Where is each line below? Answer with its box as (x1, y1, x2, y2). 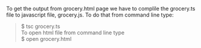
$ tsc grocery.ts (20, 23, 61, 30)
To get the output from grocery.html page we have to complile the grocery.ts (6, 5, 196, 12)
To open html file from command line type (20, 29, 125, 36)
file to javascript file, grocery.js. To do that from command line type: (6, 11, 174, 18)
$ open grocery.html (20, 36, 72, 42)
